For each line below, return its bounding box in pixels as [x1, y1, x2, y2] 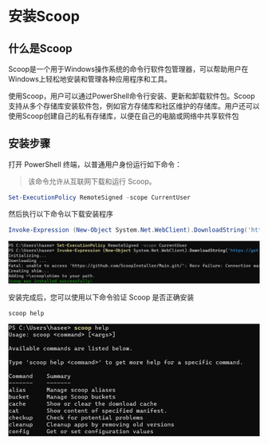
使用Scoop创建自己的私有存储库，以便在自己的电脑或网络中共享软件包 [8, 111, 239, 121]
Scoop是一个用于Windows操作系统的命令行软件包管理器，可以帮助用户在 [8, 65, 249, 74]
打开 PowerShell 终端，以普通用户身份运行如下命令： [8, 159, 182, 169]
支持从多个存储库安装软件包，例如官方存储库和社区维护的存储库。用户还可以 [8, 101, 260, 110]
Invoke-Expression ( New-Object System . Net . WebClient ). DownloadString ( [8, 225, 248, 234]
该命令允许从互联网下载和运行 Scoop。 [27, 177, 157, 186]
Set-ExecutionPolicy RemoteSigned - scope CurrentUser [8, 193, 191, 201]
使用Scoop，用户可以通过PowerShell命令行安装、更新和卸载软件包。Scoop [8, 91, 255, 101]
